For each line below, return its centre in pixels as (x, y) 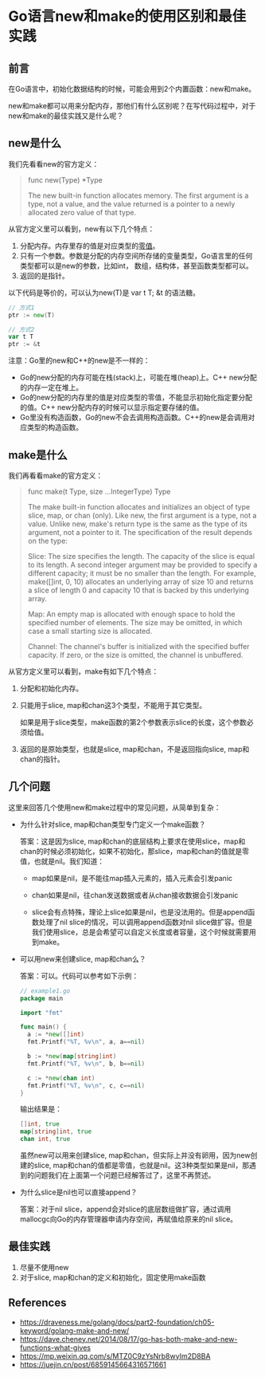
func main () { (43, 1027)
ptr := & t (25, 344)
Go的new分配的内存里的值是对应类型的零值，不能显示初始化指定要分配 (136, 397)
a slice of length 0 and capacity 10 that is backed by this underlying (138, 590)
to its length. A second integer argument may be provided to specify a (142, 565)
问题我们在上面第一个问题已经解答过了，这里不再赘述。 (125, 1175)
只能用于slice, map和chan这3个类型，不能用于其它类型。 (113, 705)
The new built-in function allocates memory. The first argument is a (138, 195)
